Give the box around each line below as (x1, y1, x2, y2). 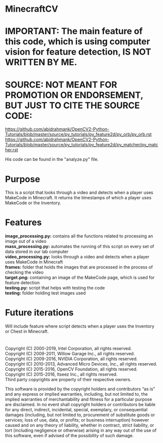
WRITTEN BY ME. (5, 57, 77, 68)
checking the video (5, 270, 44, 275)
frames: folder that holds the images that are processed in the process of (5, 264, 153, 270)
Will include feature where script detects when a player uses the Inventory (5, 323, 155, 329)
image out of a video (5, 238, 47, 244)
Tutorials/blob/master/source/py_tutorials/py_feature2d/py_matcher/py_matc (5, 142, 159, 148)
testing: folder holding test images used (5, 290, 86, 296)
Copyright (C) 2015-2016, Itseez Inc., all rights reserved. (5, 371, 118, 377)
